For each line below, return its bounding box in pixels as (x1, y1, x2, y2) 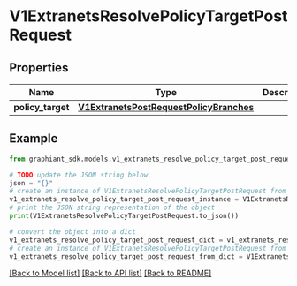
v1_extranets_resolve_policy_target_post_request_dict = (9, 236, 224, 245)
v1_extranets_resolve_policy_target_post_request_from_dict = (9, 252, 243, 261)
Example (9, 131, 58, 147)
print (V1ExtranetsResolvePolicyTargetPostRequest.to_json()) (9, 212, 240, 221)
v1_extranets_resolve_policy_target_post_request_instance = (9, 195, 240, 204)
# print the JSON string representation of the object (9, 203, 216, 213)
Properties (9, 60, 69, 75)
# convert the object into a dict (9, 227, 137, 236)
